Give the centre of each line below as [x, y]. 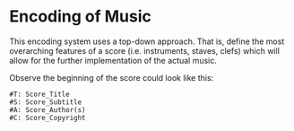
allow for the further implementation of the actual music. [113, 60]
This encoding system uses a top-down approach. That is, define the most [147, 41]
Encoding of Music [81, 17]
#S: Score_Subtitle [46, 102]
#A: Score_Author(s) [48, 109]
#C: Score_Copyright [48, 118]
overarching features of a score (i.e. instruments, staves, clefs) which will [145, 50]
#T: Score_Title [39, 94]
